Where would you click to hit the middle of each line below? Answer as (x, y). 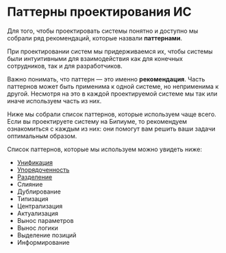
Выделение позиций (47, 235)
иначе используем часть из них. (54, 101)
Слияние (30, 184)
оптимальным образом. (42, 136)
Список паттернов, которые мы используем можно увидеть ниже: (104, 149)
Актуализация (37, 213)
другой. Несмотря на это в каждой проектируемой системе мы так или (112, 94)
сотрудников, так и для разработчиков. (65, 66)
